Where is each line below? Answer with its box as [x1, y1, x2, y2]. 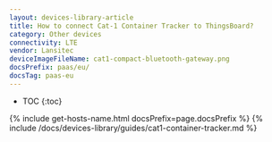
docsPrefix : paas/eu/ [9, 63, 90, 72]
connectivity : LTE [9, 38, 78, 47]
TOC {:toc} [21, 96, 63, 106]
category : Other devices [9, 29, 102, 38]
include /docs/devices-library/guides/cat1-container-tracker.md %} [9, 122, 258, 133]
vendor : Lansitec [9, 46, 74, 55]
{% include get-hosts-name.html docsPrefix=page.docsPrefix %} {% [9, 113, 264, 123]
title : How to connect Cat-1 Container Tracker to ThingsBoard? [9, 21, 254, 30]
